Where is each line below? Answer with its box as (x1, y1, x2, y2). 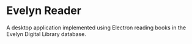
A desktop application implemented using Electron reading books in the (6, 24, 186, 31)
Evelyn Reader (6, 4, 81, 18)
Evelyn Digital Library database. (6, 30, 87, 37)
